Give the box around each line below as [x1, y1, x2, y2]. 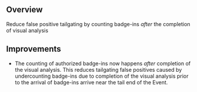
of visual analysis [6, 27, 49, 34]
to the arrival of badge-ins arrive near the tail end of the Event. [14, 78, 168, 85]
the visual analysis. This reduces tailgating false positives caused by [14, 66, 182, 73]
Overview [6, 5, 43, 15]
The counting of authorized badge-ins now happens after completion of [14, 59, 191, 67]
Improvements [6, 44, 61, 54]
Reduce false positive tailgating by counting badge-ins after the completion [6, 20, 191, 27]
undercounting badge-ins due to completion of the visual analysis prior [14, 72, 189, 80]
